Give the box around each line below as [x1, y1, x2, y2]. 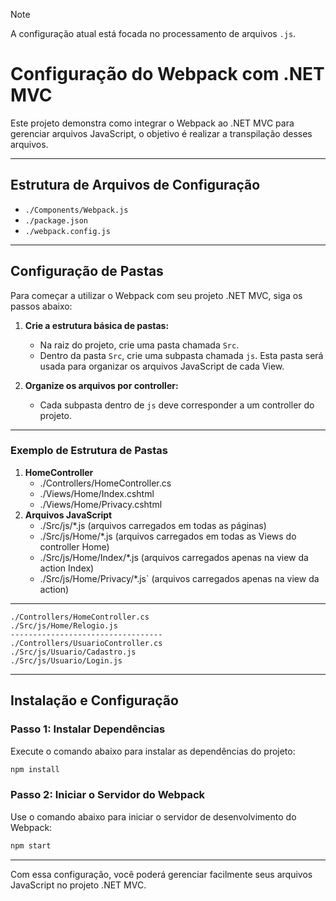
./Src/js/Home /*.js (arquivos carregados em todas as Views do [39, 530, 297, 542]
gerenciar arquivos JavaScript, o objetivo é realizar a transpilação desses [10, 127, 313, 139]
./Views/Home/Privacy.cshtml [39, 498, 163, 510]
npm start [10, 840, 52, 851]
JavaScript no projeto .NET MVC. [10, 879, 147, 891]
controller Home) [39, 540, 110, 553]
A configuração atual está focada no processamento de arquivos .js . [10, 28, 297, 39]
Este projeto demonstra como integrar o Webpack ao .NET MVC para [10, 117, 295, 129]
